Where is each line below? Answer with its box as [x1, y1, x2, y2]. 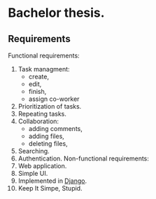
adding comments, [28, 125, 83, 132]
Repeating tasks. [17, 110, 67, 118]
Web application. [17, 162, 67, 170]
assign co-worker [28, 95, 80, 103]
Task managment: [17, 65, 70, 73]
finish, [28, 88, 47, 95]
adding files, [28, 132, 65, 140]
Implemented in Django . [17, 177, 87, 185]
